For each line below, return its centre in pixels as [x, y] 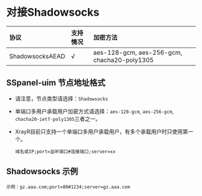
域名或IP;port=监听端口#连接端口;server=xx [65, 152]
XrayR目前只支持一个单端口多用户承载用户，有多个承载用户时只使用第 [101, 131]
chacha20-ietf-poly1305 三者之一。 [58, 118]
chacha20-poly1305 [123, 60]
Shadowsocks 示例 [42, 172]
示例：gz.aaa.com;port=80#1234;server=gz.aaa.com [68, 187]
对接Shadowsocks [53, 12]
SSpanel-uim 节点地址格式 [56, 83]
